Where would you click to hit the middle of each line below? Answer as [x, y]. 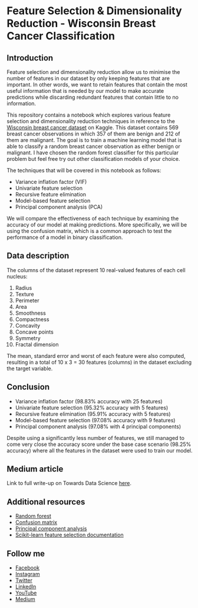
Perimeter [27, 300]
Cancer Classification [61, 36]
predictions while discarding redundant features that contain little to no [93, 97]
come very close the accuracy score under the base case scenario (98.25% [99, 444]
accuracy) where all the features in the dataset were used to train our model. [100, 450]
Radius [24, 287]
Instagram [27, 574]
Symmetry [28, 338]
